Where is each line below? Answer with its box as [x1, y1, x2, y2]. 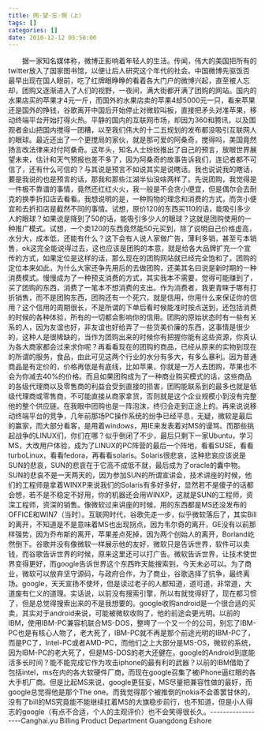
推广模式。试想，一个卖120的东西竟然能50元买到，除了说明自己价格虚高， [14, 224, 256, 234]
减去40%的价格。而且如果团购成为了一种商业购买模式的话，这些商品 [28, 372, 252, 381]
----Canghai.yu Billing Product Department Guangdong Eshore [8, 716, 212, 726]
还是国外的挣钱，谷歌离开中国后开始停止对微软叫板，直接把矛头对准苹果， [8, 106, 250, 115]
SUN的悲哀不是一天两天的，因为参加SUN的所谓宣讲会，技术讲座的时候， [8, 470, 245, 480]
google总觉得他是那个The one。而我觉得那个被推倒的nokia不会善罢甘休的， [8, 687, 255, 697]
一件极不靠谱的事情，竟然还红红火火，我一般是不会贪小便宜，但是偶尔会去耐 [8, 185, 257, 194]
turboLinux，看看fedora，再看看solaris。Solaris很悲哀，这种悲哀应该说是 [8, 451, 246, 460]
